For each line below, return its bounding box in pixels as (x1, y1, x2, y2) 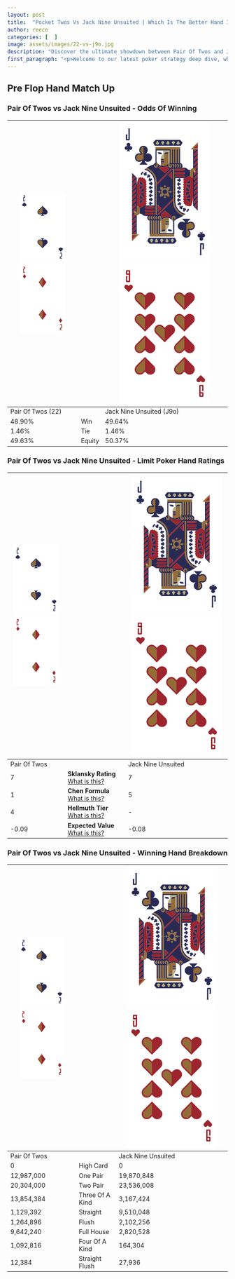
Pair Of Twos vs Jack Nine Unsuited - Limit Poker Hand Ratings (7, 456, 225, 466)
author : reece (7, 26, 49, 33)
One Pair (78, 1171, 104, 1179)
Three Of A (78, 1191, 111, 1199)
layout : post (7, 11, 45, 18)
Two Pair (78, 1181, 104, 1189)
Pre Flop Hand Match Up (7, 83, 115, 95)
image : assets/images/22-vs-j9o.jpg (7, 41, 114, 48)
